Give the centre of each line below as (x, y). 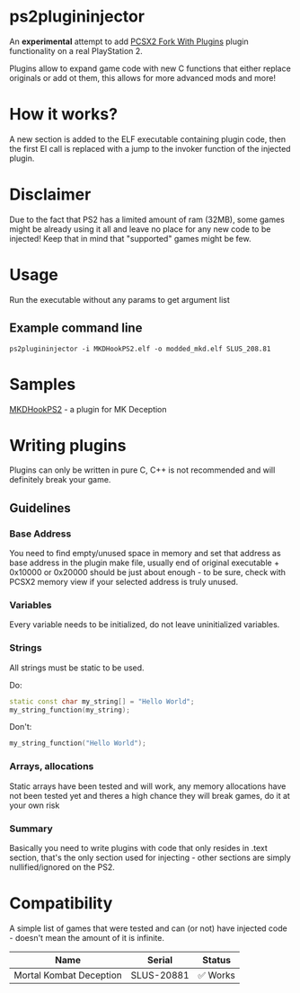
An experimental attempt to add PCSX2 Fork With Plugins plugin (129, 41)
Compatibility (61, 904)
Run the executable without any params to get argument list (120, 299)
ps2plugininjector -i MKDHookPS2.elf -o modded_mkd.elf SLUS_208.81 (140, 349)
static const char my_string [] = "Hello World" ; (102, 701)
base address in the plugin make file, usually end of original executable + (145, 563)
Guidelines (40, 508)
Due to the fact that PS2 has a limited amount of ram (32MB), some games (147, 219)
